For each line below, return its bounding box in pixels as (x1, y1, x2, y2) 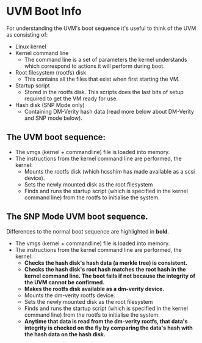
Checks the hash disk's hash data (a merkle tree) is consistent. (24, 259, 188, 267)
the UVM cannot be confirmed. (24, 278, 105, 286)
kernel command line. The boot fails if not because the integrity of (24, 272, 196, 279)
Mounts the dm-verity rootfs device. (24, 292, 115, 299)
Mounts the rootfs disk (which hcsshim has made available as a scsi (24, 168, 195, 175)
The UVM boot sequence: (6, 132, 106, 142)
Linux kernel (15, 43, 47, 50)
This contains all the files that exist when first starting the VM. (24, 75, 180, 83)
